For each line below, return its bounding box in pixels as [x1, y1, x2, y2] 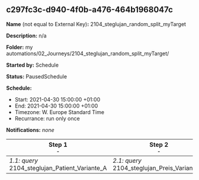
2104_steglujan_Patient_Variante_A [9, 163, 107, 172]
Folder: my [6, 43, 33, 50]
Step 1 [48, 140, 68, 149]
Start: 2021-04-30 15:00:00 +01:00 [14, 96, 101, 103]
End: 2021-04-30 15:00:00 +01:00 [14, 102, 98, 109]
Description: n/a [6, 32, 47, 39]
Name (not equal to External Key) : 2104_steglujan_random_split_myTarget [6, 20, 187, 27]
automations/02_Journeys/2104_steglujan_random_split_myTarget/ [6, 50, 169, 57]
